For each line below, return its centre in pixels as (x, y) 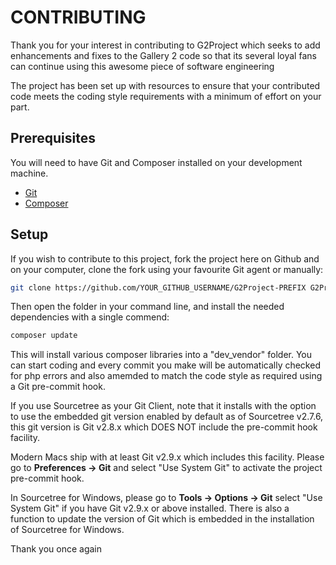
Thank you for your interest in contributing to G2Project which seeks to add (165, 45)
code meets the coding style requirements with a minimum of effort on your (166, 96)
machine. (29, 173)
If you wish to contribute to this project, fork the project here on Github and (165, 258)
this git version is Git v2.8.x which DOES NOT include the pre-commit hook (164, 427)
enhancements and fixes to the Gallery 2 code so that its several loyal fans (163, 55)
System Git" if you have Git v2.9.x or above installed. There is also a (150, 508)
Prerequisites (53, 138)
